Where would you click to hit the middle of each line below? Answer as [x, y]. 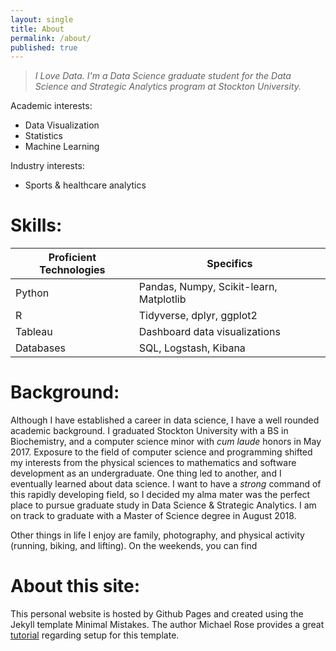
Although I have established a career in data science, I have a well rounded [165, 420]
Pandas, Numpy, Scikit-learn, [208, 287]
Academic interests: [51, 106]
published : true [44, 47]
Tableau [34, 332]
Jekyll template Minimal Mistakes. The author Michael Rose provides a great [167, 625]
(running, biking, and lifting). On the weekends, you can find [134, 546]
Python [32, 293]
